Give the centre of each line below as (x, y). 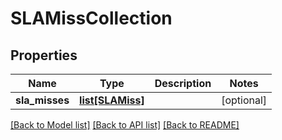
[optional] (244, 100)
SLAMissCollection (91, 18)
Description (183, 83)
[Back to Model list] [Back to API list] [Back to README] (125, 125)
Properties (44, 55)
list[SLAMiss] (112, 100)
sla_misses (42, 100)
